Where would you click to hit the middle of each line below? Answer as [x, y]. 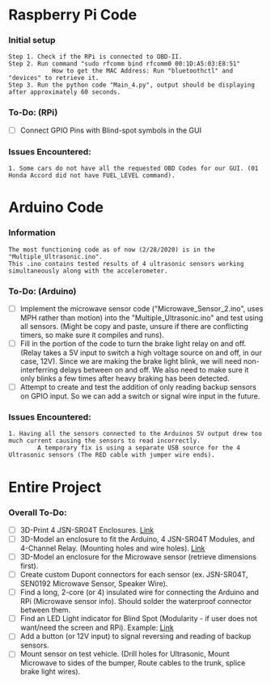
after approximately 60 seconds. [65, 92]
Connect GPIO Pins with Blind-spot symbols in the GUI [111, 130]
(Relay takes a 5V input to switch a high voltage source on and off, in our [141, 353]
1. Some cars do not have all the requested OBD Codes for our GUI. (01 [133, 169]
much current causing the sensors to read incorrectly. [104, 441]
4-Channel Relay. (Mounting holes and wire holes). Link [112, 548]
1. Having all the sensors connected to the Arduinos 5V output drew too [135, 434]
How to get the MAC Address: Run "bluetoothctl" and [142, 71]
